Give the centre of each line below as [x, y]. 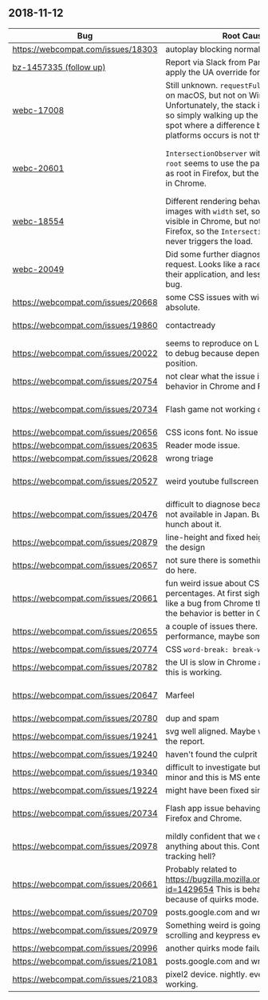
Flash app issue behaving [213, 808]
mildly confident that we [211, 836]
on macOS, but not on [206, 95]
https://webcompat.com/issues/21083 [85, 979]
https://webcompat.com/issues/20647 [85, 695]
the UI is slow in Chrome [211, 662]
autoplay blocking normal [213, 49]
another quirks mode [205, 948]
